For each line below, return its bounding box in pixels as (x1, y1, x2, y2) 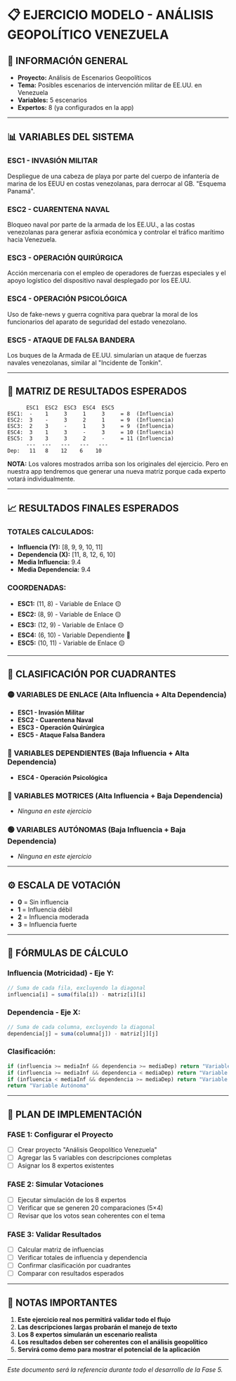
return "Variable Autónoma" (7, 1083, 90, 1090)
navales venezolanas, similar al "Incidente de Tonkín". (7, 358, 163, 367)
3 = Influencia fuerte (17, 921, 77, 929)
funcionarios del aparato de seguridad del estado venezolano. (7, 317, 188, 326)
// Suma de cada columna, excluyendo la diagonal (7, 1023, 156, 1030)
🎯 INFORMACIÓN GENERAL (7, 55, 129, 67)
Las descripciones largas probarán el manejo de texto (17, 1323, 178, 1332)
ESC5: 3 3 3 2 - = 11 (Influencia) (7, 435, 174, 442)
